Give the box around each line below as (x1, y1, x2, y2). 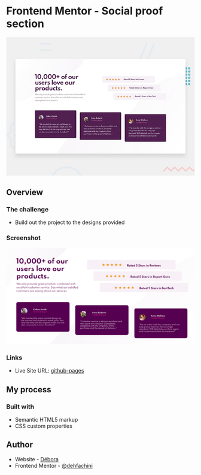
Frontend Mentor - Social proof (6, 4, 163, 18)
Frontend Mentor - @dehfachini (14, 462, 93, 469)
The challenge (6, 205, 49, 213)
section (6, 17, 45, 31)
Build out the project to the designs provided (14, 219, 125, 226)
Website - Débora (14, 455, 59, 462)
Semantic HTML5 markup (14, 416, 78, 423)
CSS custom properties (14, 422, 73, 429)
